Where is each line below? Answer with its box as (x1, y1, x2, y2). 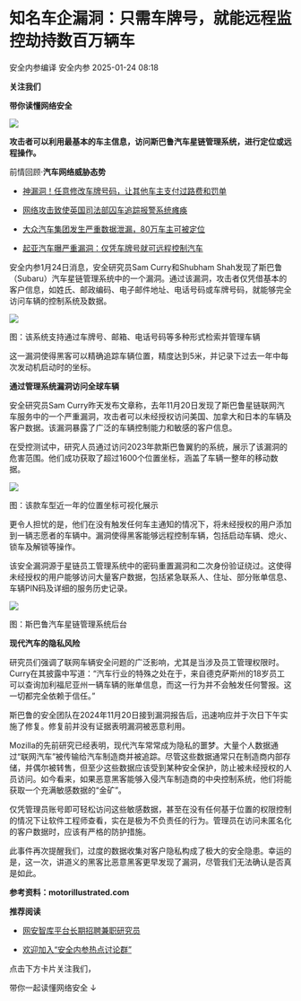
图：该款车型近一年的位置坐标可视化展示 (9, 499, 159, 510)
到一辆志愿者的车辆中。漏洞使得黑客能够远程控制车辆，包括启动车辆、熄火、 (9, 530, 292, 540)
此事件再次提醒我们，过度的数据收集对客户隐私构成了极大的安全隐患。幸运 (9, 845, 284, 856)
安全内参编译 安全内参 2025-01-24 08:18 (9, 62, 159, 73)
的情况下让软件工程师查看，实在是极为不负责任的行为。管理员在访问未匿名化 (9, 814, 292, 826)
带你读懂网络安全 (9, 100, 73, 110)
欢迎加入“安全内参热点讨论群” (21, 944, 133, 954)
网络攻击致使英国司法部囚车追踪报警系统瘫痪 (21, 204, 188, 215)
